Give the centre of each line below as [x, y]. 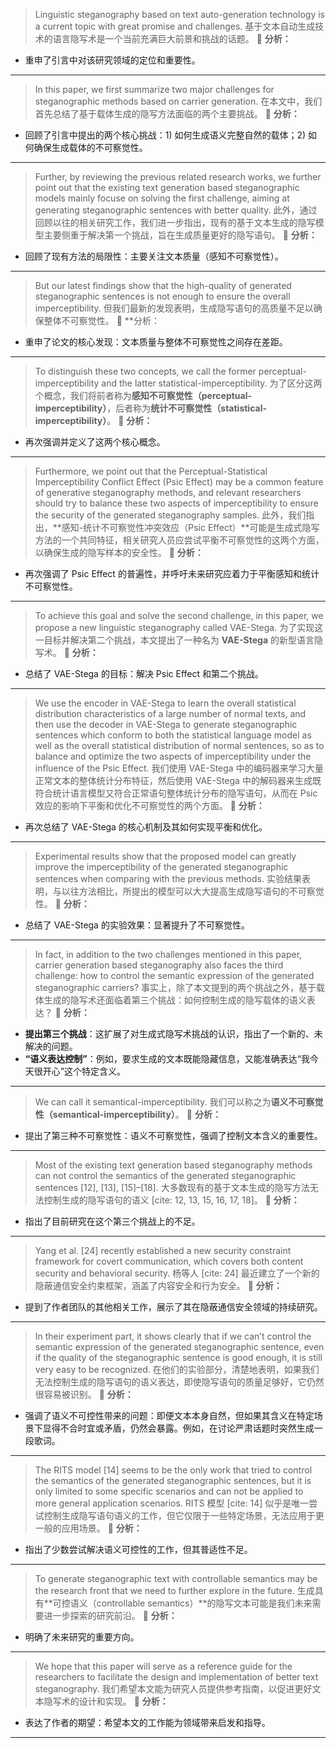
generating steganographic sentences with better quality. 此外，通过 [176, 210]
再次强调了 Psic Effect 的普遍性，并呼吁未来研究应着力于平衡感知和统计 [172, 573]
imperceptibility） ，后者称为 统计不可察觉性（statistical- [150, 408]
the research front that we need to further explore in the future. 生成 [174, 1590]
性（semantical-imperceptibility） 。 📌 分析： [128, 1114]
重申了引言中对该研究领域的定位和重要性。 [112, 60]
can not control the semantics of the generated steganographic [165, 1175]
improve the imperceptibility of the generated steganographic [161, 867]
